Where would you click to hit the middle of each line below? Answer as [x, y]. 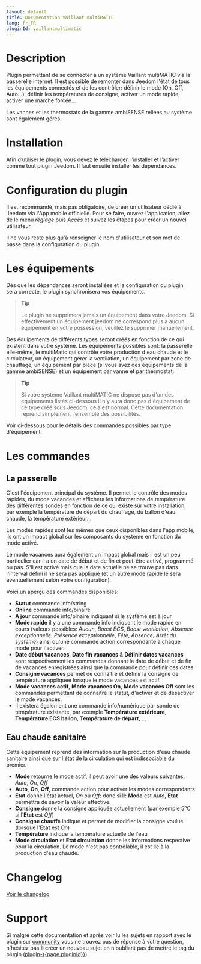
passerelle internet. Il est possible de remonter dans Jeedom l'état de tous [98, 81]
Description [36, 58]
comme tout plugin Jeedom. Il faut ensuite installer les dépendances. [91, 166]
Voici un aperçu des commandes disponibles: [62, 592]
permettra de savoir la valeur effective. [63, 802]
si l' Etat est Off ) [34, 814]
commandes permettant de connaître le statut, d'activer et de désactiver [104, 693]
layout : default [26, 12]
